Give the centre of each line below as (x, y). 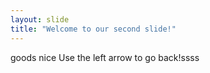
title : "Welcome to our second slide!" (93, 29)
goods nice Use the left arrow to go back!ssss (105, 57)
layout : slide (40, 19)
